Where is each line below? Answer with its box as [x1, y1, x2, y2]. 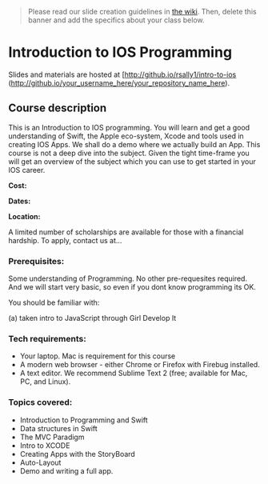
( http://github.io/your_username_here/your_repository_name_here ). [8, 78, 230, 87]
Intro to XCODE [19, 440, 70, 450]
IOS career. [8, 165, 46, 174]
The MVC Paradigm [19, 432, 85, 442]
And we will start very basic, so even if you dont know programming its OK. [8, 282, 256, 292]
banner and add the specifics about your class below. [27, 15, 206, 25]
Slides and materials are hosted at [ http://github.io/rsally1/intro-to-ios [8, 70, 237, 79]
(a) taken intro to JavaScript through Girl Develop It [8, 314, 177, 323]
